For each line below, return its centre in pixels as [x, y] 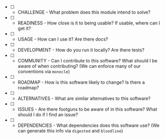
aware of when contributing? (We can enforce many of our [79, 66]
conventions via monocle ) [44, 72]
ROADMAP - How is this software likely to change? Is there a [81, 82]
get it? [24, 28]
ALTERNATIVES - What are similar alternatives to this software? [84, 98]
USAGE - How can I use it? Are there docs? [63, 39]
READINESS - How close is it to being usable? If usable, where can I [89, 23]
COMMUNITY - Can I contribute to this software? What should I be [88, 61]
